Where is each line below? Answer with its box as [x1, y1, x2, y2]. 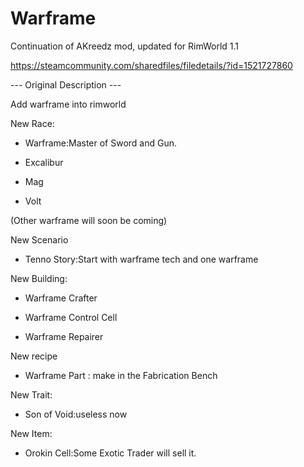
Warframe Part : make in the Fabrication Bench [24, 369, 218, 381]
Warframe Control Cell [24, 311, 118, 323]
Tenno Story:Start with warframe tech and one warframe [24, 253, 259, 265]
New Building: [10, 272, 68, 284]
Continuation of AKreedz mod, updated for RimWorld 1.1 [10, 40, 240, 52]
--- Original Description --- [10, 78, 122, 91]
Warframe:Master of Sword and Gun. [24, 137, 178, 149]
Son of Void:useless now [24, 408, 128, 420]
